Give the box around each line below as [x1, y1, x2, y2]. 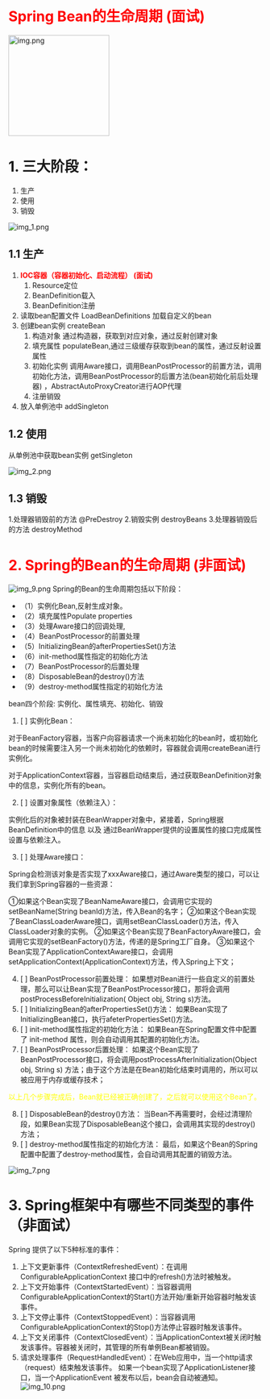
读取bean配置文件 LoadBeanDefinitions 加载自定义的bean [19, 310, 212, 320]
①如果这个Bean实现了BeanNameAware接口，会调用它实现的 [8, 897, 213, 906]
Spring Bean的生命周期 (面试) [8, 7, 206, 26]
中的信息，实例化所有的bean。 [8, 781, 110, 790]
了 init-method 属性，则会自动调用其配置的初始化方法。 [19, 1035, 204, 1044]
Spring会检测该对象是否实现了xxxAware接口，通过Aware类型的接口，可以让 [8, 869, 260, 879]
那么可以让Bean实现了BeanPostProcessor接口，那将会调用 [34, 985, 231, 994]
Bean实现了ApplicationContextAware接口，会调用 [8, 947, 173, 956]
